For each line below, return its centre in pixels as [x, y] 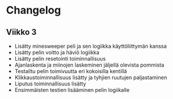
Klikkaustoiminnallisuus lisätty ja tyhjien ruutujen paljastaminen [91, 77]
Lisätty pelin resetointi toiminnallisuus [60, 59]
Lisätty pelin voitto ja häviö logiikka [57, 52]
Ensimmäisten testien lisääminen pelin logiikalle [72, 90]
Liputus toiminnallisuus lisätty [50, 84]
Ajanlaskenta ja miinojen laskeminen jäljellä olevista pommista [89, 65]
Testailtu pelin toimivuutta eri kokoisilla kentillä [71, 71]
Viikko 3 [21, 32]
